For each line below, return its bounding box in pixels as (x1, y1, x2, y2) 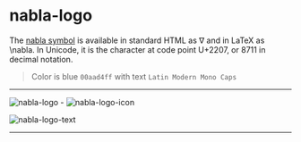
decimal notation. (9, 54, 73, 64)
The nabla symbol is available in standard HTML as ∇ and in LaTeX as (9, 35, 265, 46)
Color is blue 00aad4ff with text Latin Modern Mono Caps (30, 71, 237, 81)
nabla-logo (9, 5, 92, 26)
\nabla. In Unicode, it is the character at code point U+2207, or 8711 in (9, 44, 266, 54)
